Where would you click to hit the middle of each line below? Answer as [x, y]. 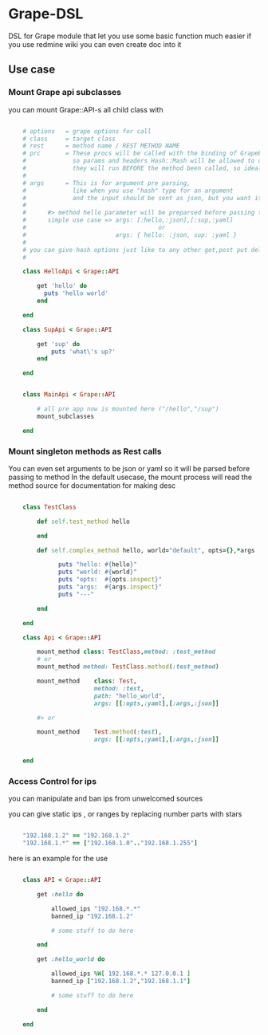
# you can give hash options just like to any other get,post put [135, 250]
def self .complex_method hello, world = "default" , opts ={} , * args [146, 550]
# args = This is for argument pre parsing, [107, 183]
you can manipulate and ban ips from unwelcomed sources [106, 799]
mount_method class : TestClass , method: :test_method [126, 652]
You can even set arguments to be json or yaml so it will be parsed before [129, 468]
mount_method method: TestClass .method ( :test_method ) [128, 667]
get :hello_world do [71, 959]
